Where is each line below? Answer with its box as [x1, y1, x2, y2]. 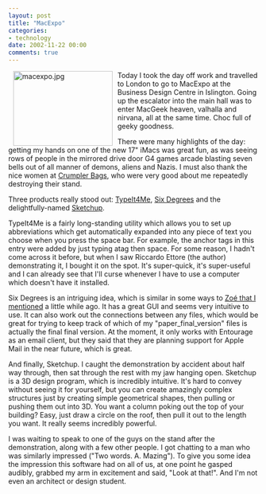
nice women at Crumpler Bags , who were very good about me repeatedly [8, 171, 249, 180]
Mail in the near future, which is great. [8, 344, 133, 353]
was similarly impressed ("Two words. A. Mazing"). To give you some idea [8, 451, 251, 461]
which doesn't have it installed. [8, 278, 110, 287]
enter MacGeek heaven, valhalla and [118, 104, 237, 114]
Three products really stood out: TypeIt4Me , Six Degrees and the [8, 194, 221, 204]
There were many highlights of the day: [118, 137, 246, 146]
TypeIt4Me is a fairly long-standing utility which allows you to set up [8, 218, 232, 228]
